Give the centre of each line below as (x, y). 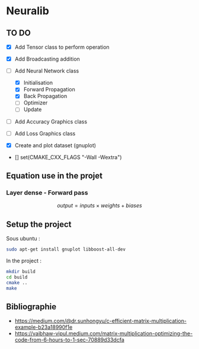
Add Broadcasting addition (47, 59)
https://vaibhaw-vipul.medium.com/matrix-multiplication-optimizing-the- (104, 334)
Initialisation (38, 83)
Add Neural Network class (47, 71)
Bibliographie (31, 307)
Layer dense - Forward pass (47, 193)
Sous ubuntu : (23, 239)
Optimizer (36, 103)
